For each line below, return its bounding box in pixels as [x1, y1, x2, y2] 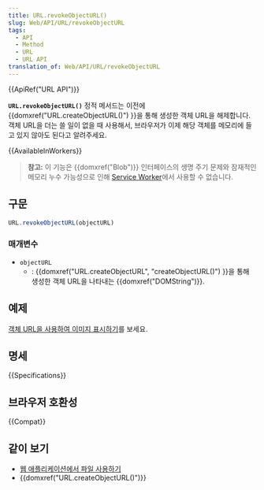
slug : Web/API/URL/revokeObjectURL [8, 19, 125, 27]
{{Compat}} [8, 417, 46, 426]
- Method [15, 41, 44, 49]
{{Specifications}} [8, 371, 67, 380]
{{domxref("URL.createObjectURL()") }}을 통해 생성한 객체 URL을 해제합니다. [8, 110, 251, 120]
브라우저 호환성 [8, 395, 78, 409]
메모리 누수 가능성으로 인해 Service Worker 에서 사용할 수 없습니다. [27, 172, 234, 181]
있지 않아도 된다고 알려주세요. [16, 130, 108, 139]
